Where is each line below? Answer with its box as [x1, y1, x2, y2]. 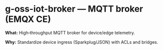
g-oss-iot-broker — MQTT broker [5, 3, 143, 15]
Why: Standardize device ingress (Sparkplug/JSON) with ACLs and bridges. [5, 39, 159, 45]
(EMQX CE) [5, 14, 51, 25]
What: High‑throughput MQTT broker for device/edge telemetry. [5, 30, 135, 35]
